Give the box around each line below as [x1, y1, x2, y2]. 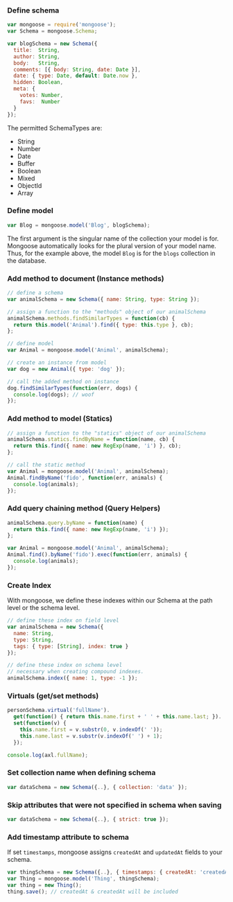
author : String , [13, 53, 60, 60]
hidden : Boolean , [13, 79, 64, 86]
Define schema [7, 6, 60, 15]
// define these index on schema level [7, 661, 123, 669]
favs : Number [19, 98, 60, 105]
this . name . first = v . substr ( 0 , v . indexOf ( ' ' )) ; [19, 726, 163, 733]
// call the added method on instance [7, 378, 119, 385]
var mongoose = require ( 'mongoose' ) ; [7, 21, 116, 28]
